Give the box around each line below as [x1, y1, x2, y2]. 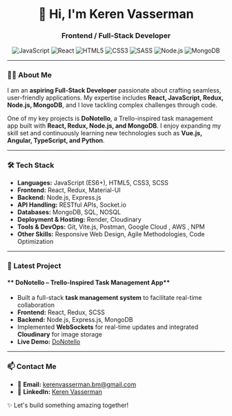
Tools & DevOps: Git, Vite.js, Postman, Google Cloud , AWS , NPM [17, 223, 205, 231]
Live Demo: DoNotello [17, 338, 81, 346]
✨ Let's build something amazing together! [7, 401, 129, 409]
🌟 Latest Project [7, 261, 61, 270]
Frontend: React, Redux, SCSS [17, 308, 106, 316]
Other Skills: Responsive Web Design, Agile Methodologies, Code [17, 230, 205, 238]
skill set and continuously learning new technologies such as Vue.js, [7, 129, 202, 137]
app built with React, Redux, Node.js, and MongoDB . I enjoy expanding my [7, 121, 221, 130]
